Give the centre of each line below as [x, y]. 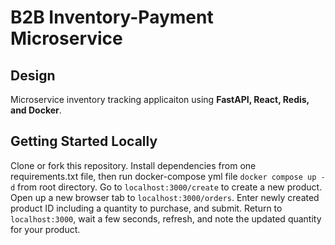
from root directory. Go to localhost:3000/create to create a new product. [170, 187]
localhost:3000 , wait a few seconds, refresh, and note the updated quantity [166, 218]
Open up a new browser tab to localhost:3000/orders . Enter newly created [165, 197]
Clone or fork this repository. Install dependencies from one [133, 165]
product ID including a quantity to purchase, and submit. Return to [146, 208]
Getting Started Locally [84, 141]
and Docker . [36, 110]
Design [33, 75]
